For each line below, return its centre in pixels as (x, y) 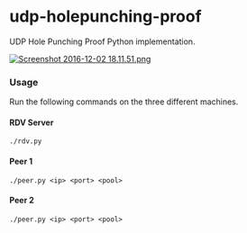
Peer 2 (22, 201)
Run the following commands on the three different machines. (124, 102)
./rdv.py (26, 141)
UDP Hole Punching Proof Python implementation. (102, 41)
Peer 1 (21, 161)
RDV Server (32, 122)
